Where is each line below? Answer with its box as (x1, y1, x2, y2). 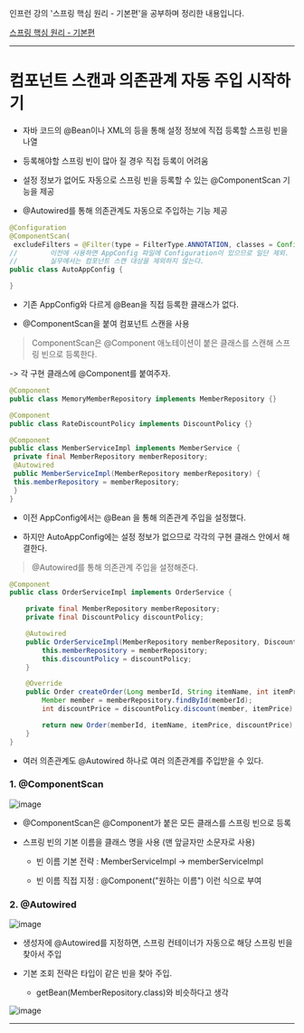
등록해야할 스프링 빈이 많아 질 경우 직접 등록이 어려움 (22, 155, 209, 166)
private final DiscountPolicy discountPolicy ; (25, 613, 204, 622)
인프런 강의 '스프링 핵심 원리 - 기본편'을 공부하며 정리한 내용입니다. (9, 8, 244, 18)
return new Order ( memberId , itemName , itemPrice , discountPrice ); (42, 720, 298, 730)
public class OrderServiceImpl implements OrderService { (9, 588, 233, 597)
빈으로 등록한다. (41, 349, 98, 360)
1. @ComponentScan (9, 778, 104, 791)
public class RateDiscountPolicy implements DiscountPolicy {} (9, 419, 253, 428)
